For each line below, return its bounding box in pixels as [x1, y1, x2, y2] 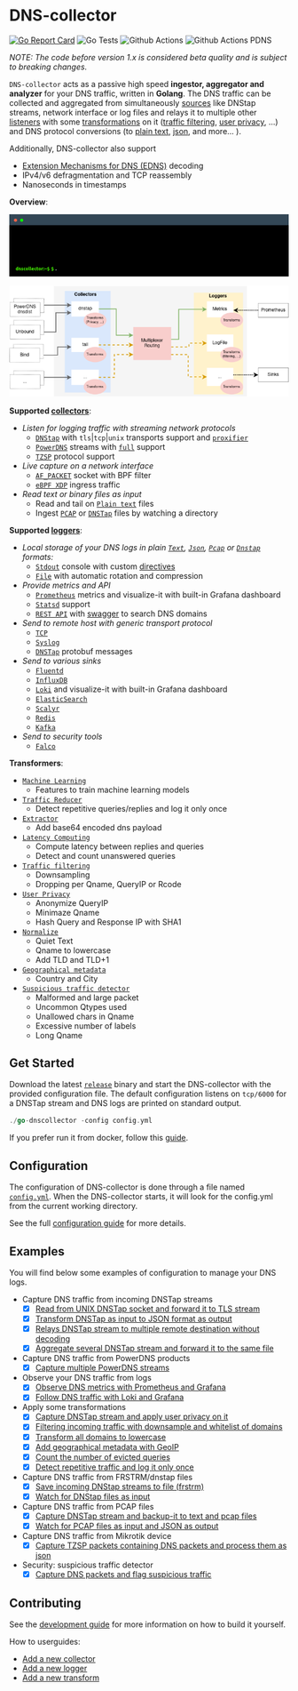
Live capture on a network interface [21, 460, 153, 471]
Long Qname [35, 1030, 82, 1040]
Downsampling [35, 869, 90, 880]
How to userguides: [9, 1636, 81, 1647]
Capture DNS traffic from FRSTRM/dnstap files [21, 1471, 193, 1482]
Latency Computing [21, 833, 90, 842]
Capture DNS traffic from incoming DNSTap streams [21, 1294, 213, 1304]
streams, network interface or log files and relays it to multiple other [9, 107, 257, 117]
